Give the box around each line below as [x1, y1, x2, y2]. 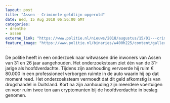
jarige [5, 65, 17, 71]
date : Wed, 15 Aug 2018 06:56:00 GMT [5, 17, 85, 22]
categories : [5, 21, 30, 27]
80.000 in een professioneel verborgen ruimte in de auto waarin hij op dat [5, 71, 159, 77]
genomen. [5, 92, 27, 98]
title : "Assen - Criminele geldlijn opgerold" [5, 12, 105, 17]
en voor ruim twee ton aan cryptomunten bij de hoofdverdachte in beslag [5, 87, 158, 93]
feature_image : [5, 41, 37, 46]
